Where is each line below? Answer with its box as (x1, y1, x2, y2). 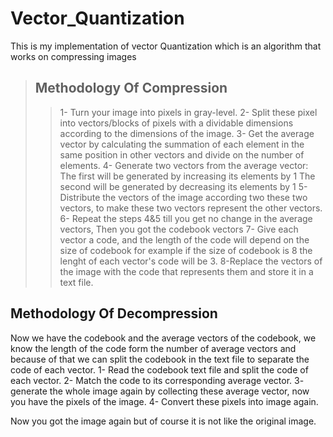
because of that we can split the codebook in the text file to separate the (10, 353, 310, 365)
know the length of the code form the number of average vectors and (10, 342, 297, 354)
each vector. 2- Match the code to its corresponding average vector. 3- (10, 374, 305, 386)
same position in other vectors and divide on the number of (59, 148, 305, 161)
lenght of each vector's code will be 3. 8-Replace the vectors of (59, 255, 323, 267)
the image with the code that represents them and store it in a (59, 265, 314, 277)
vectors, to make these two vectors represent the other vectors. (59, 202, 323, 214)
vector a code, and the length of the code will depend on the (59, 233, 310, 246)
